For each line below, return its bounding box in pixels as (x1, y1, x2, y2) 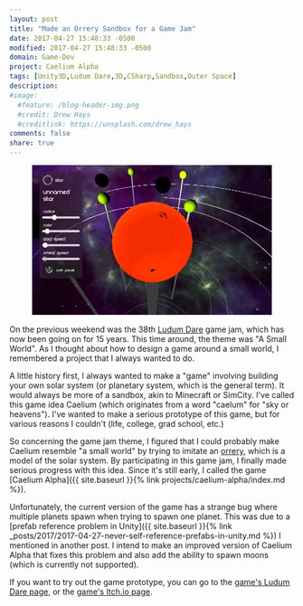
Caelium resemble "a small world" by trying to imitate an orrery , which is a (9, 446, 286, 457)
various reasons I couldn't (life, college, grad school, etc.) (9, 419, 224, 430)
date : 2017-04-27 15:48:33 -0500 (9, 33, 136, 43)
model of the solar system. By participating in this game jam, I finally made (9, 455, 288, 466)
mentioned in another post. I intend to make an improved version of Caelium (9, 540, 292, 551)
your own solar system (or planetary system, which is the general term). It (9, 380, 285, 391)
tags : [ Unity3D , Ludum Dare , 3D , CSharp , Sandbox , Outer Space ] (9, 72, 237, 81)
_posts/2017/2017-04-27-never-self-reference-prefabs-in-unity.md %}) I (9, 530, 282, 542)
